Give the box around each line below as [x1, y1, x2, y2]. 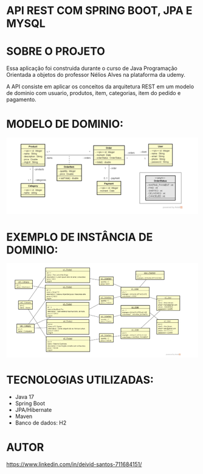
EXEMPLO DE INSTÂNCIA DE [6, 230, 153, 244]
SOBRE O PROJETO [6, 44, 105, 58]
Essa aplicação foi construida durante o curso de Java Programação [6, 65, 177, 72]
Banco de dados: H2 [15, 419, 67, 426]
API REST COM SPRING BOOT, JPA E [6, 4, 193, 18]
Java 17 [15, 393, 35, 400]
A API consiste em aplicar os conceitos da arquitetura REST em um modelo [6, 83, 194, 90]
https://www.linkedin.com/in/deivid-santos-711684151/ [6, 461, 142, 468]
